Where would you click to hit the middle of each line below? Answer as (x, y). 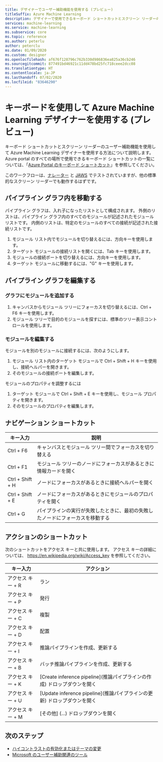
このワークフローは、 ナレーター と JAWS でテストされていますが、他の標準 (81, 175)
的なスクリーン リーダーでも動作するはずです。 (52, 181)
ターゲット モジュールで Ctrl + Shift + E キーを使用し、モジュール (77, 394)
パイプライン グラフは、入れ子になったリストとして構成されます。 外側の (78, 210)
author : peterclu (23, 46)
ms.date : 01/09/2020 (26, 50)
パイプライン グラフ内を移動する (54, 198)
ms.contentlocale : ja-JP (30, 73)
